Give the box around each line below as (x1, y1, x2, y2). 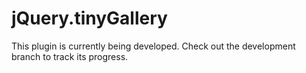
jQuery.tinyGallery (11, 7, 168, 30)
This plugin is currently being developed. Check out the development (11, 40, 296, 52)
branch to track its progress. (11, 50, 129, 62)
